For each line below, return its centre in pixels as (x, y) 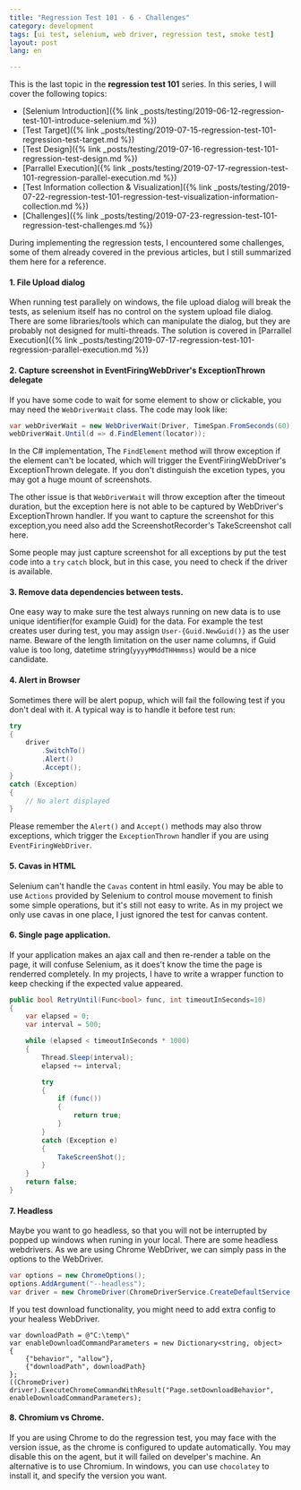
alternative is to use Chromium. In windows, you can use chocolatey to (139, 1466)
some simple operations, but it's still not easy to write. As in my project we (146, 905)
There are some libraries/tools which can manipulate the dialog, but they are (150, 321)
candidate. (29, 659)
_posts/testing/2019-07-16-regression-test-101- (191, 150)
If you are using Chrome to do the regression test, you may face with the (143, 1438)
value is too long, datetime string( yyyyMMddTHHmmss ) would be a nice (133, 650)
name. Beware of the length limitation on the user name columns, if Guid (142, 641)
